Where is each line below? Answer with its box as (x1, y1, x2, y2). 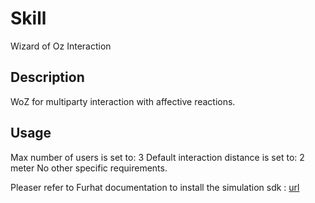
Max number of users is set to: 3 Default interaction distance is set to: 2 (10, 151, 305, 163)
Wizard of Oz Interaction (10, 40, 112, 52)
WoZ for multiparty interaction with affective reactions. (10, 95, 236, 107)
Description (10, 69, 85, 86)
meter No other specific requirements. (10, 162, 168, 174)
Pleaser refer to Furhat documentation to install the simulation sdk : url (10, 181, 300, 193)
